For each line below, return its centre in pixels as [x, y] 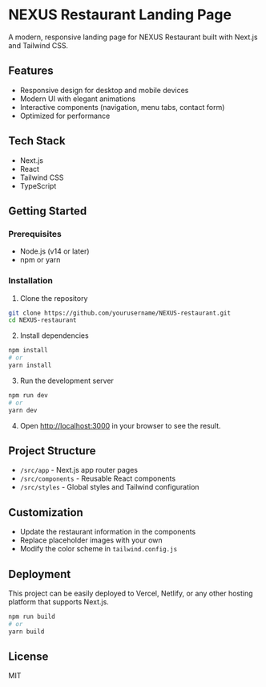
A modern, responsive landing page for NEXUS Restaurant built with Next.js [133, 37]
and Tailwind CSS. [38, 45]
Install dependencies [54, 335]
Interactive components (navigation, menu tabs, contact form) [122, 107]
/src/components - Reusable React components [98, 478]
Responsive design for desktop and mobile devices [104, 90]
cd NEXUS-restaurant [43, 320]
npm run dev [28, 395]
